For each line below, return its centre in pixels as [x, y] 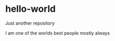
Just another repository [30, 23]
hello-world [31, 9]
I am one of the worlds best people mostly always [57, 33]
